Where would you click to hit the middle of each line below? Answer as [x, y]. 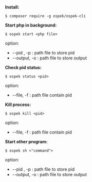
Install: [12, 7]
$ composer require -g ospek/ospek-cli [46, 16]
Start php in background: [31, 25]
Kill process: [18, 104]
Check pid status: [23, 67]
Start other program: [26, 142]
